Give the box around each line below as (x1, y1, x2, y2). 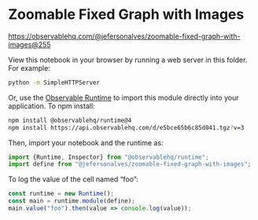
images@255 (8, 39, 51, 49)
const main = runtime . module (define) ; (8, 197, 135, 205)
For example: (8, 63, 51, 72)
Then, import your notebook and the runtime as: (8, 137, 164, 147)
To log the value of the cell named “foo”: (8, 174, 139, 184)
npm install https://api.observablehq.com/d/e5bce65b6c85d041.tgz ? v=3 (8, 123, 245, 131)
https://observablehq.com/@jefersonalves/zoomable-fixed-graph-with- (8, 31, 241, 41)
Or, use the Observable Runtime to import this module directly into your (8, 93, 239, 102)
